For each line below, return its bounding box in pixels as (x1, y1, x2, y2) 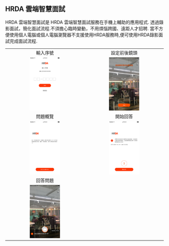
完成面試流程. (9, 38, 38, 44)
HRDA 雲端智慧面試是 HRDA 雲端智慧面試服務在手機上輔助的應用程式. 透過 (5, 19, 159, 25)
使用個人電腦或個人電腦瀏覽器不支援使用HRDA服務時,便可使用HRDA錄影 (9, 32, 159, 38)
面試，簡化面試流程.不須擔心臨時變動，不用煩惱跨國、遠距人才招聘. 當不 (9, 25, 159, 31)
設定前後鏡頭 (111, 49, 137, 55)
